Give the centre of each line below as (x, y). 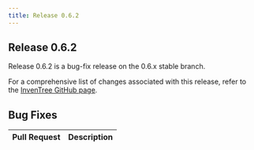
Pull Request (36, 137)
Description (90, 137)
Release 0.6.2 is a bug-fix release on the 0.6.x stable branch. (107, 66)
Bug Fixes (33, 115)
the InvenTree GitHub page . (53, 90)
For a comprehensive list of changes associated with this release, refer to (127, 82)
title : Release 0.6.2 (44, 15)
